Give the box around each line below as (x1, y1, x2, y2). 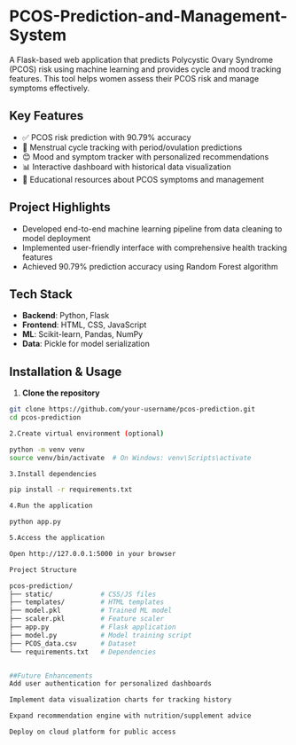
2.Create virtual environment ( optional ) (9, 428, 165, 438)
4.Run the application (9, 501, 93, 511)
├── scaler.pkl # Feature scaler (9, 615, 165, 623)
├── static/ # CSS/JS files (9, 590, 157, 599)
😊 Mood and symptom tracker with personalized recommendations (21, 151, 269, 161)
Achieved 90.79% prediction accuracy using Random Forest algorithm (21, 261, 278, 271)
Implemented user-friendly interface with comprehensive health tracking (21, 242, 288, 253)
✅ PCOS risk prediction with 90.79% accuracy (21, 131, 192, 143)
